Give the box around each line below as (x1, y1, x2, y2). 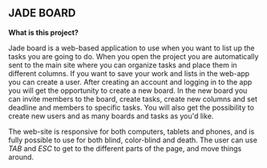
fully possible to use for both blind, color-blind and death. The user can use (8, 135, 258, 145)
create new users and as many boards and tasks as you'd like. (8, 111, 214, 121)
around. (8, 152, 34, 162)
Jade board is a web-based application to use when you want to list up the (8, 43, 255, 53)
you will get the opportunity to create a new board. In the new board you (8, 86, 248, 95)
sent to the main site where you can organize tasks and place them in (8, 60, 238, 70)
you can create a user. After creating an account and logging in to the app (8, 77, 253, 86)
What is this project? (8, 27, 79, 37)
